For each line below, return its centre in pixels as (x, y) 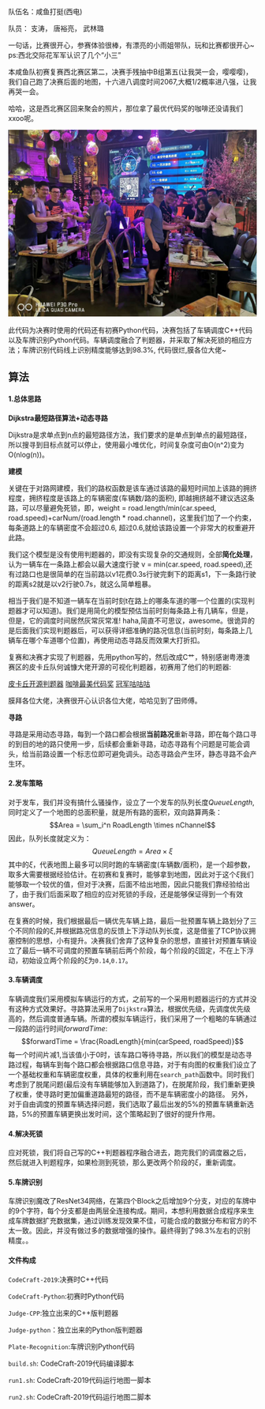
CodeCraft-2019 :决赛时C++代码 (58, 1279)
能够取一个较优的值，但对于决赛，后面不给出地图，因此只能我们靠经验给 (125, 884)
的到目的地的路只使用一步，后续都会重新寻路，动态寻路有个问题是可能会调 (129, 744)
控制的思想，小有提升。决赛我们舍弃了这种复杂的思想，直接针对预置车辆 (132, 940)
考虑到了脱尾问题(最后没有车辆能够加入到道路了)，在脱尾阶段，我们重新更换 (132, 1084)
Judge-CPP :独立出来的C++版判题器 (63, 1313)
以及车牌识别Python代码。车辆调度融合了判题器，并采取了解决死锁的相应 (127, 340)
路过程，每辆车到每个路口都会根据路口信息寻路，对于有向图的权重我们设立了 (132, 1064)
